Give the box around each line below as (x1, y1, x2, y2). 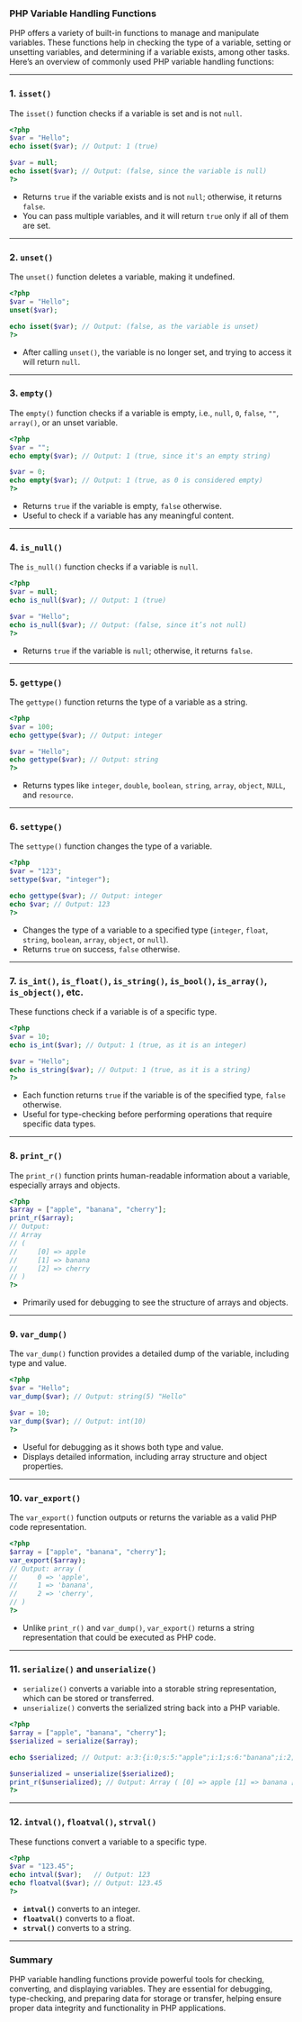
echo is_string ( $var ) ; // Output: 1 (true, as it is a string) (9, 1065, 252, 1074)
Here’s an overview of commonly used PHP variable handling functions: (9, 57, 274, 68)
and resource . (22, 789, 74, 800)
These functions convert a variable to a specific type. (9, 1836, 208, 1847)
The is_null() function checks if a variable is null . (9, 561, 199, 572)
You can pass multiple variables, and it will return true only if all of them (22, 210, 289, 221)
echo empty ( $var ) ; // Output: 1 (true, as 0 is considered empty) (9, 476, 263, 485)
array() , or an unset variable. (9, 417, 119, 428)
